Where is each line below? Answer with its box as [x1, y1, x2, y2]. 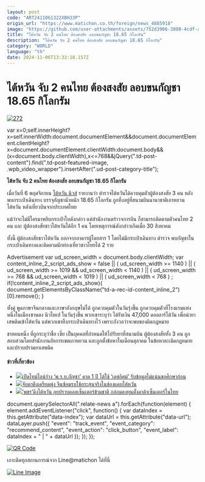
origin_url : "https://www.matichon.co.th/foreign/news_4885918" [7, 20, 173, 26]
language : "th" [7, 49, 46, 55]
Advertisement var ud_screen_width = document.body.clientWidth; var [7, 253, 184, 261]
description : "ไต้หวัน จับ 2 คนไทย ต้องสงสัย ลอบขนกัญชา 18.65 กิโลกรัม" [7, 37, 163, 43]
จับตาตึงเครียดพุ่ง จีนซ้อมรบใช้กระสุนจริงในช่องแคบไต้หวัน [21, 380, 137, 387]
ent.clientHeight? [7, 139, 50, 146]
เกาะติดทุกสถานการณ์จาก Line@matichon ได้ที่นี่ [7, 456, 110, 464]
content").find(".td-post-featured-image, [7, 159, 109, 166]
